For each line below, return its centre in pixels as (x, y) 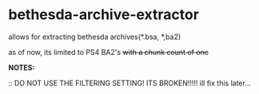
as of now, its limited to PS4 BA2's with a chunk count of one (109, 52)
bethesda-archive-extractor (104, 15)
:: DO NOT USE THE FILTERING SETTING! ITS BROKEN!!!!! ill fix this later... (130, 83)
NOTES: (22, 67)
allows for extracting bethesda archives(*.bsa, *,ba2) (95, 37)
